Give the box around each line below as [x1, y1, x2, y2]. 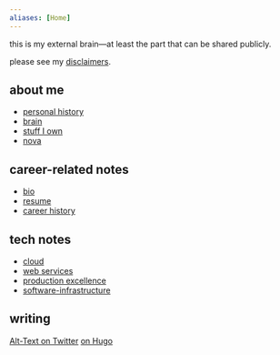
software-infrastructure [22, 285, 111, 296]
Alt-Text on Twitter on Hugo [9, 335, 114, 346]
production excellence [22, 275, 106, 287]
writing [9, 311, 51, 327]
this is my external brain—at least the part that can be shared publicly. [9, 38, 272, 49]
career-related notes [9, 161, 129, 177]
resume [22, 196, 52, 207]
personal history [22, 106, 85, 117]
